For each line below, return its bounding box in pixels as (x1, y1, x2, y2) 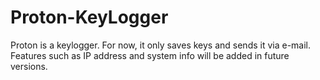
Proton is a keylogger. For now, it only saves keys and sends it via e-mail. (10, 39, 312, 51)
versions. (10, 60, 48, 72)
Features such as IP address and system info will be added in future (10, 49, 290, 61)
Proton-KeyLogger (10, 6, 169, 29)
